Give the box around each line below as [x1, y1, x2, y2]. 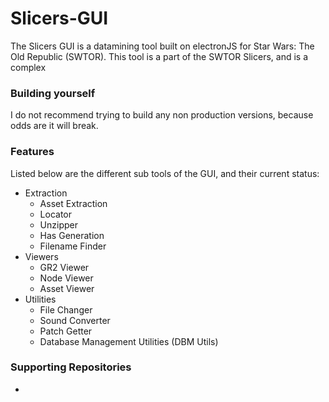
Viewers [24, 250, 59, 262]
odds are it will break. [10, 120, 99, 132]
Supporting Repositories [10, 360, 132, 374]
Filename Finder [39, 240, 107, 252]
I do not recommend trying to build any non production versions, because [10, 109, 314, 121]
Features [10, 145, 55, 159]
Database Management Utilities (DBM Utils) [39, 335, 219, 347]
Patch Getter [39, 325, 93, 337]
